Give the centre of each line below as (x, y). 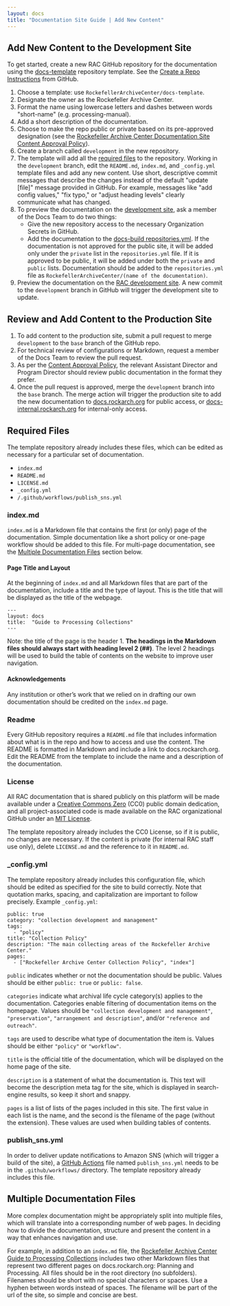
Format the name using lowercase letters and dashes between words (115, 107)
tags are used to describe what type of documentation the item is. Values (111, 1039)
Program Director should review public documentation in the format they (119, 372)
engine (17, 1094)
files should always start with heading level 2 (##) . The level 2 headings (111, 649)
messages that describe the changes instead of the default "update (113, 181)
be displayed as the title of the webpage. (65, 598)
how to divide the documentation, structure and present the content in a (109, 1230)
